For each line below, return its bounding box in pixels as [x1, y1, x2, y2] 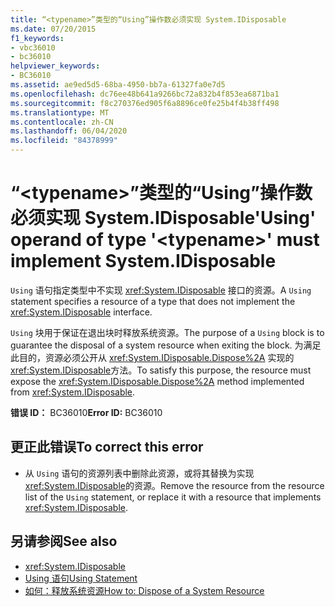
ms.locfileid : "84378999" [10, 136, 118, 146]
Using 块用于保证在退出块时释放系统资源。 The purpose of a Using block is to [10, 326, 325, 338]
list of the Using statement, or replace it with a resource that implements [24, 491, 322, 503]
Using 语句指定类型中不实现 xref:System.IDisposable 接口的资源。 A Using [10, 284, 312, 296]
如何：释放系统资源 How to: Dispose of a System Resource [24, 584, 265, 596]
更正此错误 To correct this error [10, 439, 204, 456]
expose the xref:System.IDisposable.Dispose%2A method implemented [10, 375, 305, 387]
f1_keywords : [10, 33, 65, 43]
